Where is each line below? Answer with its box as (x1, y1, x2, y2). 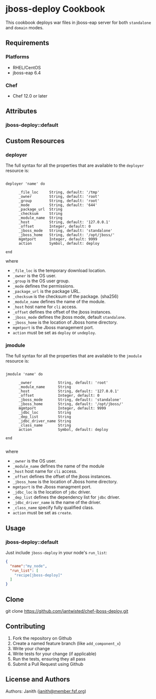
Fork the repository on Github (12, 635, 72, 641)
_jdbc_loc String (18, 410, 71, 415)
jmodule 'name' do (5, 372, 43, 377)
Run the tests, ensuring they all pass (12, 656, 86, 661)
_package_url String (18, 207, 63, 212)
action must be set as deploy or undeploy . (12, 330, 97, 335)
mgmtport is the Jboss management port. (12, 324, 94, 330)
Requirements (5, 39, 49, 47)
